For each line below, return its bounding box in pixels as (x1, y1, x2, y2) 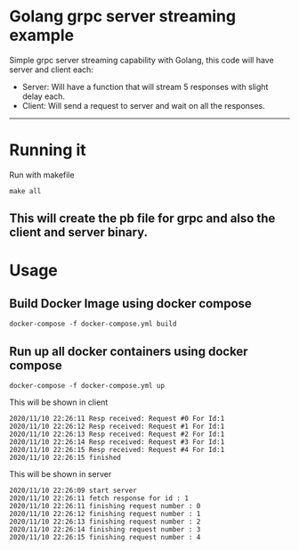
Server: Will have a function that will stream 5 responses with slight (21, 81, 269, 92)
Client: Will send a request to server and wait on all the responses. (21, 100, 265, 111)
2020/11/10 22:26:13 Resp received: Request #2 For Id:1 (9, 430, 225, 439)
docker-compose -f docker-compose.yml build (9, 319, 177, 329)
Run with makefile (9, 169, 75, 180)
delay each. (21, 91, 65, 102)
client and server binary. (9, 225, 149, 240)
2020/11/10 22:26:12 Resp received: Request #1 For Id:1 (9, 422, 225, 432)
